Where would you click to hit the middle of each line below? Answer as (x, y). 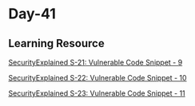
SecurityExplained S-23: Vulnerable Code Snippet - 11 (97, 93)
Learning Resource (57, 43)
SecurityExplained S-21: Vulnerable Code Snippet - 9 (96, 62)
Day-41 (32, 14)
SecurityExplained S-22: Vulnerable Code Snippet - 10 (97, 78)
